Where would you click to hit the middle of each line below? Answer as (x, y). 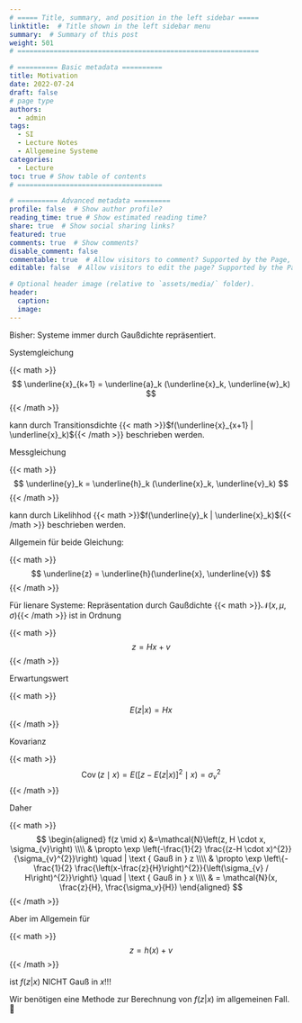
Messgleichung (38, 452)
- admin (32, 118)
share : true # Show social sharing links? (92, 226)
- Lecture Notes (48, 143)
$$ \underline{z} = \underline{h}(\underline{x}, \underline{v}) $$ (151, 574)
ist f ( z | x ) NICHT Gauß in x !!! (61, 982)
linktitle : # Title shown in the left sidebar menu (110, 26)
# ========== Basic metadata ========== (86, 68)
